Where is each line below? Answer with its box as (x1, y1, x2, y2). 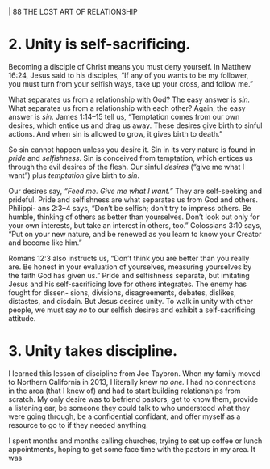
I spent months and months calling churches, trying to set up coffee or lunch (8, 436, 263, 446)
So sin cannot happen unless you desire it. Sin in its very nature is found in (8, 145, 256, 154)
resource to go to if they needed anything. (8, 420, 148, 429)
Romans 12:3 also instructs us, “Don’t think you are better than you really (8, 253, 250, 263)
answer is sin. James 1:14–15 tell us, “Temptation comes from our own (8, 112, 240, 121)
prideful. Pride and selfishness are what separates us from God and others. (8, 194, 259, 205)
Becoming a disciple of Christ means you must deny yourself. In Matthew (8, 61, 251, 71)
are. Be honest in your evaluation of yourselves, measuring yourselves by (8, 262, 252, 272)
